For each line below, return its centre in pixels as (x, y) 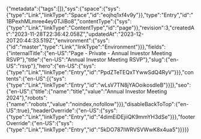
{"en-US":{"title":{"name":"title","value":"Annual (65, 91)
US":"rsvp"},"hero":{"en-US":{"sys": (51, 66)
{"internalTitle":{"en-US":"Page (45, 53)
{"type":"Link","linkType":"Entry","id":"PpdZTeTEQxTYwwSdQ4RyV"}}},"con (100, 72)
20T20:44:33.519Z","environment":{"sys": (58, 40)
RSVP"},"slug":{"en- (154, 60)
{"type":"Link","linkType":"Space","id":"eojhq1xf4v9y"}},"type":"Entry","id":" (100, 15)
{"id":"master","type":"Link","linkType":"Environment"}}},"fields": (86, 47)
